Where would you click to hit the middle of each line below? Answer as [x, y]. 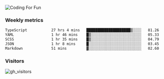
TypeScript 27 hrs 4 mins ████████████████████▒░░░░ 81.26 [82, 30]
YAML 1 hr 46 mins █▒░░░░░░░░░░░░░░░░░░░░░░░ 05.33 [82, 35]
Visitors [15, 61]
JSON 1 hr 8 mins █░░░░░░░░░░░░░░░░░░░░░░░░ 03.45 [82, 44]
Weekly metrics [24, 20]
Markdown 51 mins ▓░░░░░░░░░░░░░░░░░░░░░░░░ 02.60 [82, 48]
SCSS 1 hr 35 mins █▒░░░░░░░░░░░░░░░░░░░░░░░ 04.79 [82, 39]
